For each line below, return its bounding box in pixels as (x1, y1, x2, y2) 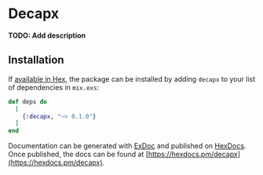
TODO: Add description (8, 31, 86, 40)
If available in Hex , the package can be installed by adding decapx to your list (8, 74, 256, 83)
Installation (8, 53, 64, 67)
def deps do (8, 97, 47, 106)
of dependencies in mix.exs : (8, 82, 100, 92)
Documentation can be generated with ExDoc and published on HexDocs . (8, 141, 247, 151)
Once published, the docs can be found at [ (8, 150, 149, 159)
